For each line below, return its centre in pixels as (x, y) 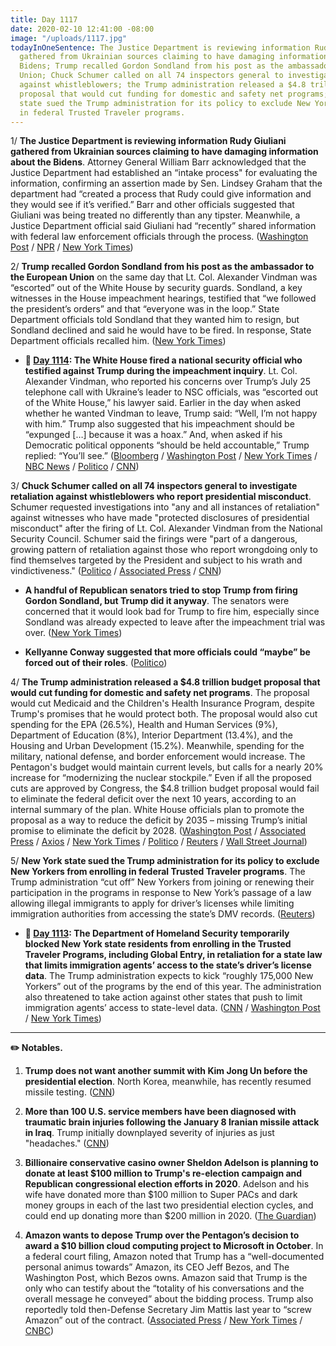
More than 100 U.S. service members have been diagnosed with (160, 1112)
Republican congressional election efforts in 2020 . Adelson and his (167, 1184)
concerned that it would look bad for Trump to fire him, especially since (172, 612)
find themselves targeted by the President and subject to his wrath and (156, 560)
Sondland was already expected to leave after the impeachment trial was (175, 622)
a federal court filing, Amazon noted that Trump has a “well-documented (174, 1257)
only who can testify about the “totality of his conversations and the (164, 1288)
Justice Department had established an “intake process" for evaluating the (164, 173)
